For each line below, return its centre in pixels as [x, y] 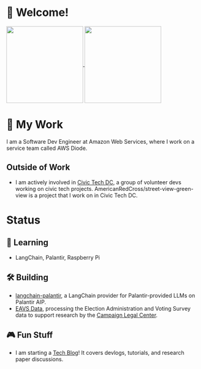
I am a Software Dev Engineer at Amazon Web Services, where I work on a [100, 141]
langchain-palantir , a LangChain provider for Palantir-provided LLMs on [105, 295]
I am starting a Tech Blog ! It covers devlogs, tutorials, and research [100, 353]
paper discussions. [39, 359]
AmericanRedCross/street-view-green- [144, 188]
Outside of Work [38, 167]
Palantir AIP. [31, 302]
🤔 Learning [28, 243]
